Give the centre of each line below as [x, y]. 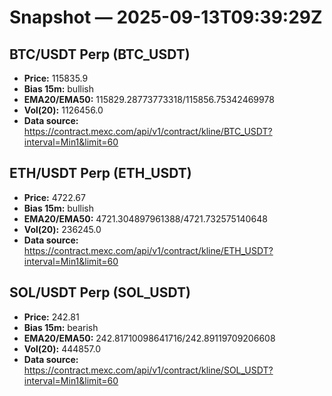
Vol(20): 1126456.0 [63, 110]
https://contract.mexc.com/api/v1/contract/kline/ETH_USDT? [148, 250]
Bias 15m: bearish [61, 327]
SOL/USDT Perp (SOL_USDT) [100, 292]
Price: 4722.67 [54, 197]
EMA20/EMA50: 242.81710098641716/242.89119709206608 [149, 338]
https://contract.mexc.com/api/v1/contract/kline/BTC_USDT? [148, 131]
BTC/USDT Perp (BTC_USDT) [100, 54]
